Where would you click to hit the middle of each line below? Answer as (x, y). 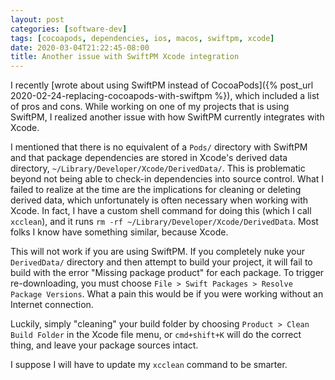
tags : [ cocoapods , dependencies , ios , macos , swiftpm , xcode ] (142, 38)
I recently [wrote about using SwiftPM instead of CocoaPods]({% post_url (162, 85)
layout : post (37, 19)
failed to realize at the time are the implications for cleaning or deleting (156, 190)
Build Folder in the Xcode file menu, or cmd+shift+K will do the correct (156, 335)
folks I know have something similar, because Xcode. (119, 232)
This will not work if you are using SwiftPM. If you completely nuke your (158, 252)
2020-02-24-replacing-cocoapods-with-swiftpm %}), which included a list (165, 96)
